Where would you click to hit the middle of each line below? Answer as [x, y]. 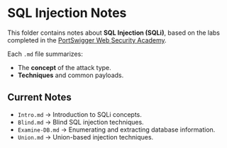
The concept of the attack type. [64, 67]
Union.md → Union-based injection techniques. [85, 137]
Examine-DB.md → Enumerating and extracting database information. [116, 130]
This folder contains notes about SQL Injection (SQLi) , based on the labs [113, 33]
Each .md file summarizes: [45, 54]
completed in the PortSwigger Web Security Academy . [87, 40]
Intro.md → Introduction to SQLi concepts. [79, 114]
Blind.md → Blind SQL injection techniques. [81, 122]
